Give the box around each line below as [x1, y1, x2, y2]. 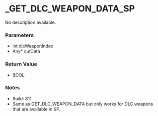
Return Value [5, 60, 37, 67]
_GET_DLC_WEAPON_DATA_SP [5, 3, 135, 14]
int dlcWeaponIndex [12, 43, 53, 49]
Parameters [5, 32, 34, 39]
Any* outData [12, 48, 41, 55]
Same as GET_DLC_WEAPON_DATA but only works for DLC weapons [12, 101, 153, 107]
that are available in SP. [12, 106, 61, 112]
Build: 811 [12, 95, 32, 102]
